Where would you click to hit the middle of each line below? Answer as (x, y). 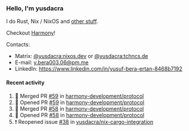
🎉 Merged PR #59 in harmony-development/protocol (79, 96)
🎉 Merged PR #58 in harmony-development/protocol (79, 108)
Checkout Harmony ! (31, 33)
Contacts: (18, 45)
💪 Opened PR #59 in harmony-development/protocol (80, 102)
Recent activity (25, 83)
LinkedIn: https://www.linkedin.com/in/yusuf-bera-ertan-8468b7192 (99, 69)
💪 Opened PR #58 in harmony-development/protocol (80, 115)
